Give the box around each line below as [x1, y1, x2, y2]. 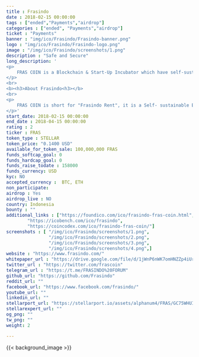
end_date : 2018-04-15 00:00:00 [6, 119, 86, 125]
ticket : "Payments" [6, 31, 57, 37]
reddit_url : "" [6, 278, 44, 284]
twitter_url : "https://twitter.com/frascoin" [6, 262, 123, 268]
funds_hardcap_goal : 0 [6, 157, 62, 163]
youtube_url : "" [6, 290, 46, 295]
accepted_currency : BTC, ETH [6, 179, 84, 185]
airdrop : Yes [6, 190, 41, 196]
